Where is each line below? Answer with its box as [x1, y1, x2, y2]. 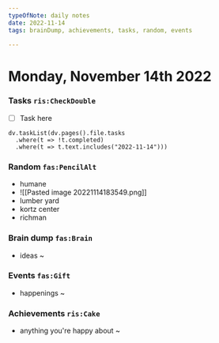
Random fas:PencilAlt [8, 161, 97, 172]
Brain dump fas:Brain [8, 232, 93, 243]
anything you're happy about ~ [19, 326, 121, 336]
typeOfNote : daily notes [8, 11, 90, 20]
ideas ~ [19, 251, 45, 260]
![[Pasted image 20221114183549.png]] [19, 187, 148, 198]
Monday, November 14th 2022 [8, 67, 212, 85]
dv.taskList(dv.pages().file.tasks [8, 129, 126, 137]
